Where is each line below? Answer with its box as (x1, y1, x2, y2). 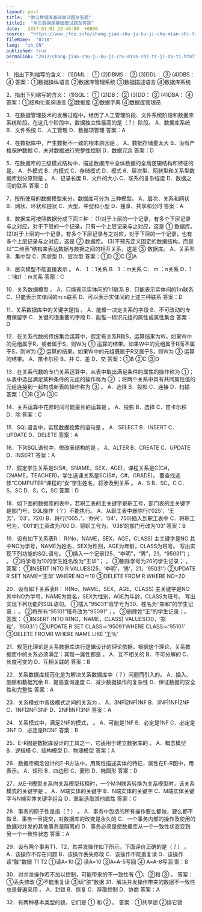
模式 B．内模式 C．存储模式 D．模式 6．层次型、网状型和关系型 (32, 167, 190, 174)
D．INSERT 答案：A (6, 451, 55, 459)
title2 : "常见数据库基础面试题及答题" (6, 20, 94, 26)
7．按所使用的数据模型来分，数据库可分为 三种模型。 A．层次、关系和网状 (6, 195, 190, 202)
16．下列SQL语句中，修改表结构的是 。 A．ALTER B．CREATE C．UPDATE (6, 444, 191, 451)
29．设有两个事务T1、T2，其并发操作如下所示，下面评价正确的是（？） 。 (6, 843, 190, 850)
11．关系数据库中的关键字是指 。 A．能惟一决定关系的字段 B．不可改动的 (6, 306, 186, 313)
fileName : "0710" (6, 37, 52, 43)
